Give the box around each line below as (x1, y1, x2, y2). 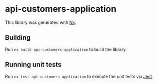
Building (5, 34, 31, 42)
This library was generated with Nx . (5, 19, 76, 25)
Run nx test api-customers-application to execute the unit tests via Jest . (5, 73, 154, 79)
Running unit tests (5, 61, 62, 69)
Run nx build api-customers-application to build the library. (5, 46, 127, 52)
